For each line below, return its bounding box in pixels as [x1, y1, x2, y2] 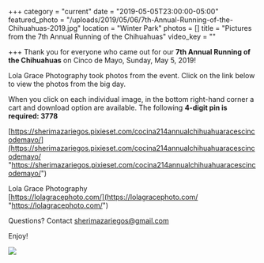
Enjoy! [8, 231, 29, 240]
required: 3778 [8, 111, 58, 121]
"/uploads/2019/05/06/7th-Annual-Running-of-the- [66, 15, 233, 24]
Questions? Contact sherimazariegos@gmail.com [8, 216, 169, 225]
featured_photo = [8, 15, 65, 24]
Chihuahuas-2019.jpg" [8, 24, 81, 32]
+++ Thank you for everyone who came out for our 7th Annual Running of [8, 47, 251, 56]
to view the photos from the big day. [8, 79, 126, 88]
